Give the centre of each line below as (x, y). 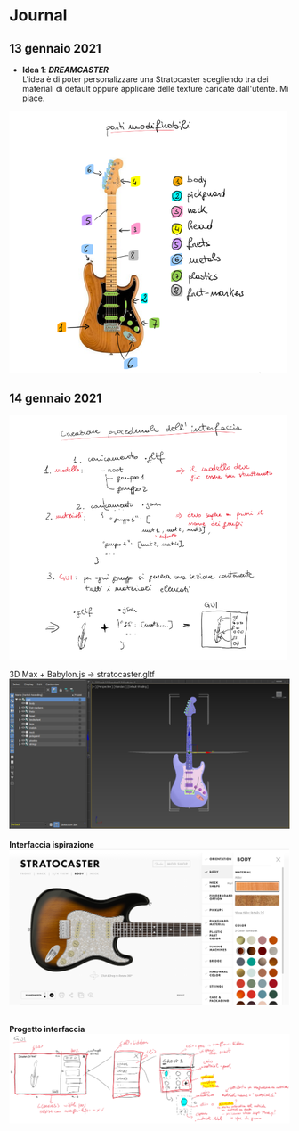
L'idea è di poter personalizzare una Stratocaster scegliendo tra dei (145, 79)
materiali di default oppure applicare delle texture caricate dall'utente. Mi (155, 89)
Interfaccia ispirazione (52, 845)
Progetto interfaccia (47, 1029)
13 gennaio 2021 (55, 49)
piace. (33, 98)
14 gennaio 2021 (56, 399)
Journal (38, 16)
